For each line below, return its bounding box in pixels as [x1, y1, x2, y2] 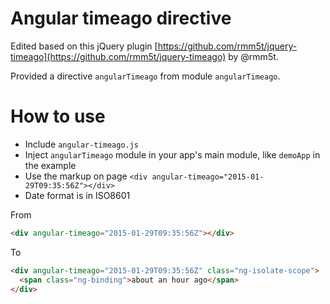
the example [24, 159, 77, 171]
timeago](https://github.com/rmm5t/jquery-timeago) [10, 50, 227, 62]
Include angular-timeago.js [24, 138, 140, 150]
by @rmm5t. [228, 50, 279, 62]
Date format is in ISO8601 [24, 189, 131, 201]
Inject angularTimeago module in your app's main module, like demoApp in [24, 148, 321, 161]
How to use [10, 105, 106, 128]
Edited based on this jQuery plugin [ [10, 40, 158, 52]
